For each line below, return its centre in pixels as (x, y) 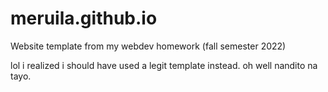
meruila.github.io (84, 18)
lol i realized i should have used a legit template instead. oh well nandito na (164, 65)
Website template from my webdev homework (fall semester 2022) (148, 46)
